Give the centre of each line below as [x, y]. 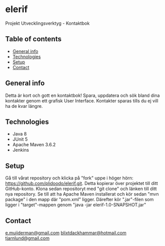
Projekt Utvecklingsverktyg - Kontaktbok [47, 23]
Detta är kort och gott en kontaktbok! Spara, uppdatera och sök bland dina [82, 95]
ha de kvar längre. [24, 106]
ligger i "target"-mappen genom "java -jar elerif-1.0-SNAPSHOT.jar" [76, 205]
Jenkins [21, 150]
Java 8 [19, 134]
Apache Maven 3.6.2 [34, 145]
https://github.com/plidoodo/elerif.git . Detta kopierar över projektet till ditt [81, 183]
